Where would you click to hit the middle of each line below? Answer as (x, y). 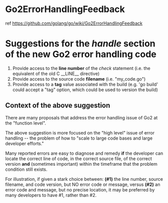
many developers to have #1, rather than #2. (51, 195)
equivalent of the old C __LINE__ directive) (56, 74)
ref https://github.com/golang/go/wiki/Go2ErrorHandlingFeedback (74, 23)
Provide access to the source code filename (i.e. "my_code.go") (79, 79)
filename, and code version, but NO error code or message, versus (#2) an (83, 184)
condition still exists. (26, 169)
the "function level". (26, 123)
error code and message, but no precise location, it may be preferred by (80, 189)
